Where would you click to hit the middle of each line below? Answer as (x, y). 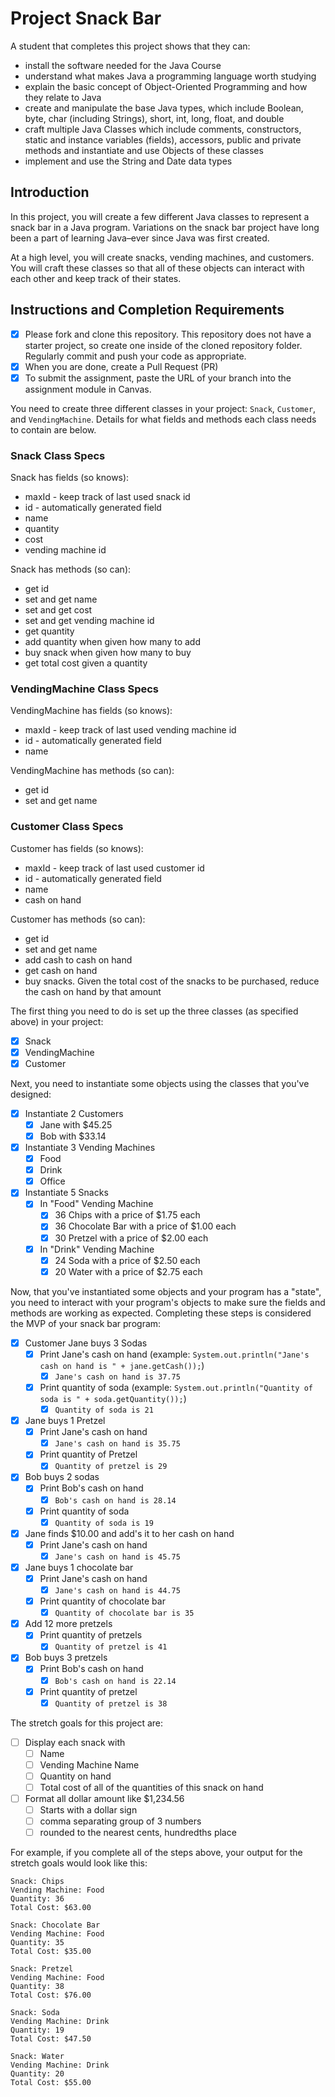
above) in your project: (57, 1021)
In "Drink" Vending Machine (97, 1249)
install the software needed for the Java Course (123, 65)
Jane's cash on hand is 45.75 (117, 1557)
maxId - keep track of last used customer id (114, 868)
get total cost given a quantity (86, 663)
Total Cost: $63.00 (51, 1908)
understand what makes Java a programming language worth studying (170, 76)
